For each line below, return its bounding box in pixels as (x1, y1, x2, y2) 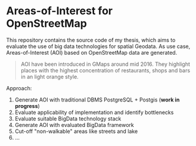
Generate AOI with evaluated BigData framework (14, 121, 134, 128)
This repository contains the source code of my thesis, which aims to (6, 36, 176, 43)
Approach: (6, 84, 32, 91)
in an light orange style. (20, 73, 79, 80)
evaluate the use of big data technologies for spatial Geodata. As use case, (6, 43, 191, 50)
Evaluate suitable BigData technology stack (14, 115, 122, 122)
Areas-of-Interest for (6, 4, 113, 18)
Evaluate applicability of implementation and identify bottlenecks (14, 109, 174, 116)
